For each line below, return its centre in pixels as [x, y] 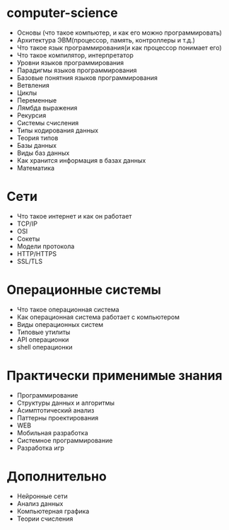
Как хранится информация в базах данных [81, 160]
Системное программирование [65, 440]
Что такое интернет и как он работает [74, 216]
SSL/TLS [30, 261]
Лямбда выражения [47, 108]
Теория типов [37, 138]
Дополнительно [57, 476]
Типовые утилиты [43, 332]
